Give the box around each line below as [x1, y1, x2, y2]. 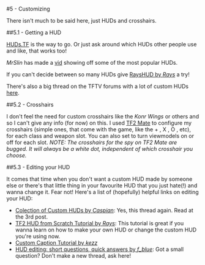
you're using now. [15, 233, 61, 240]
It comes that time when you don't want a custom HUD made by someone [6, 175, 193, 183]
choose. [6, 152, 27, 159]
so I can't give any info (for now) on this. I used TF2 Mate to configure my [6, 119, 192, 126]
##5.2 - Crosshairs [6, 101, 54, 108]
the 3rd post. [15, 213, 48, 220]
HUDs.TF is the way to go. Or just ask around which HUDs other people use [6, 41, 197, 48]
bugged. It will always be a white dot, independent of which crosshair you [6, 145, 193, 152]
